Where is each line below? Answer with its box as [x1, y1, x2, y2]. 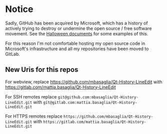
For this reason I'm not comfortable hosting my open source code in [5, 40, 145, 46]
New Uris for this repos [5, 65, 78, 74]
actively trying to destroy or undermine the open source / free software [5, 25, 152, 31]
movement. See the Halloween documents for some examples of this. [5, 30, 148, 36]
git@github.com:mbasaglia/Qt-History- [57, 94, 139, 99]
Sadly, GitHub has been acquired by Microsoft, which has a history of [5, 20, 148, 26]
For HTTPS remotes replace [5, 113, 62, 119]
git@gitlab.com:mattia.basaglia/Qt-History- [43, 100, 137, 105]
